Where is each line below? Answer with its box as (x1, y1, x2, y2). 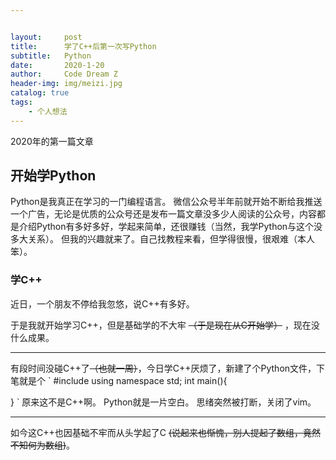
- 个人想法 (28, 106, 68, 116)
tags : (10, 97, 33, 107)
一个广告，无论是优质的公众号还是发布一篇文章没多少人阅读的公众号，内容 (10, 208, 317, 220)
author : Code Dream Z (10, 69, 118, 80)
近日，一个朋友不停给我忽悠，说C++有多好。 (10, 297, 195, 310)
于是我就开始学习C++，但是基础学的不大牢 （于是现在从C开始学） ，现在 (10, 319, 312, 331)
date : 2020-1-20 (10, 60, 105, 70)
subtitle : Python (10, 51, 92, 61)
